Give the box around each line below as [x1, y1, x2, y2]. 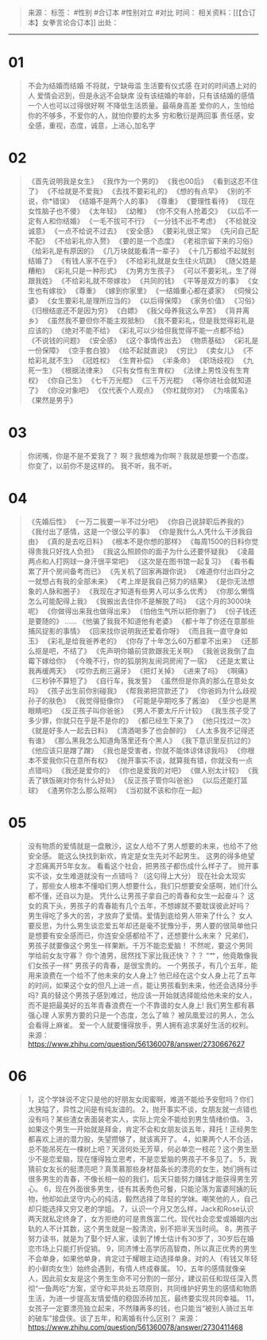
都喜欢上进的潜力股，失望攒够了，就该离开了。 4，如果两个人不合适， [27, 1134, 257, 1143]
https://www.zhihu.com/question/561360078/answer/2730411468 [27, 1322, 244, 1332]
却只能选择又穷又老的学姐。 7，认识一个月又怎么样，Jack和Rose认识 [27, 1204, 254, 1213]
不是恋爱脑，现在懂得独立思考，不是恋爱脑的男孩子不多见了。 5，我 [34, 1154, 257, 1163]
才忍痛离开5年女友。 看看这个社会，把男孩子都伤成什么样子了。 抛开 [27, 861, 252, 870]
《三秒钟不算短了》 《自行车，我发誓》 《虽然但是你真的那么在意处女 [27, 676, 255, 686]
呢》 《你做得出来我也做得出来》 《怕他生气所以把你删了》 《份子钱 [27, 606, 250, 615]
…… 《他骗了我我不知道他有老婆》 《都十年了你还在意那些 [64, 616, 255, 626]
